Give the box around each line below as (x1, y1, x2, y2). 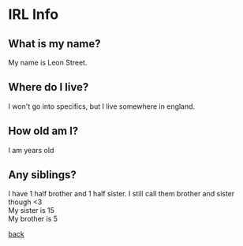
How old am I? (8, 125, 79, 138)
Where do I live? (8, 80, 89, 94)
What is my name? (8, 37, 101, 50)
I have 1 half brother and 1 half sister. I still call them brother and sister (8, 189, 235, 199)
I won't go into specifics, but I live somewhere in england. (8, 101, 196, 111)
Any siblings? (8, 168, 77, 182)
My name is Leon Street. (8, 58, 88, 67)
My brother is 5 (8, 214, 58, 224)
